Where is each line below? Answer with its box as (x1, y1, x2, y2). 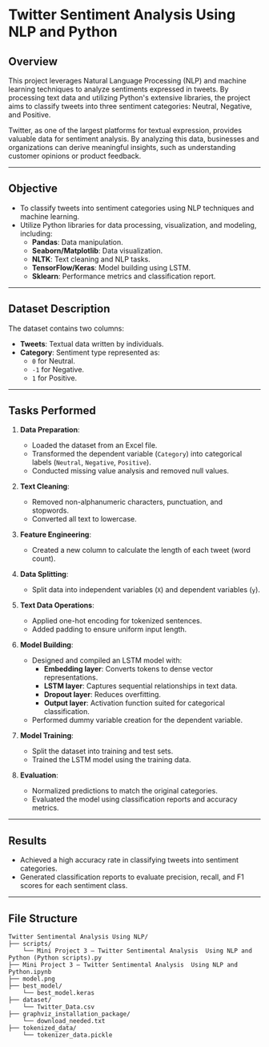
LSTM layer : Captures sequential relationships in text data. (43, 681, 238, 691)
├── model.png (8, 975, 56, 984)
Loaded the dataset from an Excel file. (31, 440, 158, 450)
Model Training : (19, 731, 74, 741)
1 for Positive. (31, 373, 78, 383)
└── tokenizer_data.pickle (22, 1031, 113, 1040)
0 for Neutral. (31, 355, 76, 366)
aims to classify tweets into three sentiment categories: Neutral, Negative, (8, 102, 252, 111)
